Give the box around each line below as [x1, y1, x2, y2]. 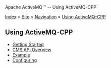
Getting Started [12, 41, 44, 47]
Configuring [12, 57, 37, 63]
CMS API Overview [12, 47, 52, 53]
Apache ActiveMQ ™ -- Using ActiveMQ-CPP [5, 4, 97, 10]
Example [12, 52, 31, 58]
